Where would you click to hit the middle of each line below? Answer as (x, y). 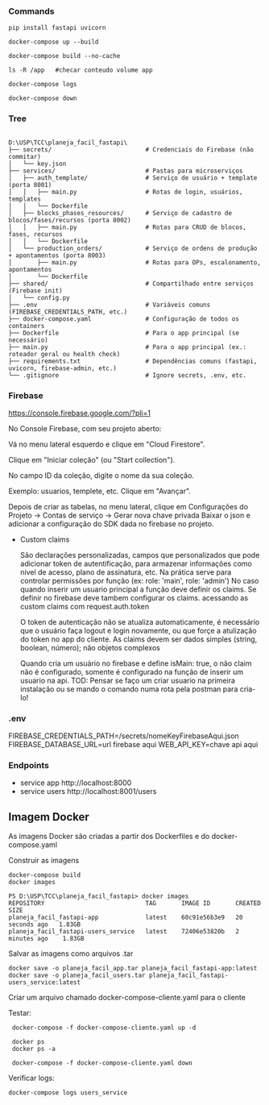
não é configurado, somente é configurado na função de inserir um (132, 671)
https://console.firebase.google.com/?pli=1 (80, 413)
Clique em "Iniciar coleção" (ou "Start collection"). (92, 459)
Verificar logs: (31, 1078)
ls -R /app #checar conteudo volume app (81, 70)
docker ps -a (34, 1049)
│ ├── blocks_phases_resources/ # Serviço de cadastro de (120, 213)
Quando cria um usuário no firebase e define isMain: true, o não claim (136, 663)
